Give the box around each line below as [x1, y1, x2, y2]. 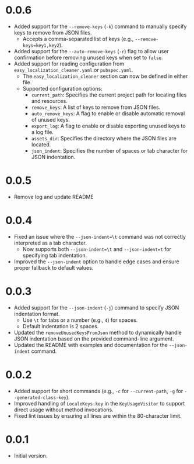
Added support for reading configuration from [13, 60, 125, 67]
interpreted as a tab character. [13, 239, 87, 246]
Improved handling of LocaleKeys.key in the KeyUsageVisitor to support [13, 400, 185, 407]
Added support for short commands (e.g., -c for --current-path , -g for [13, 387, 184, 394]
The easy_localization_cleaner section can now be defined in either [22, 73, 188, 80]
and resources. [31, 97, 68, 104]
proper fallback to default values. [13, 264, 94, 271]
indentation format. [13, 310, 60, 317]
